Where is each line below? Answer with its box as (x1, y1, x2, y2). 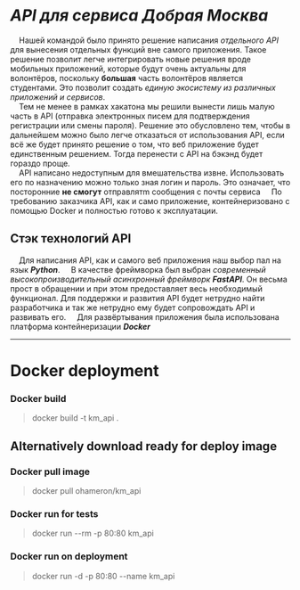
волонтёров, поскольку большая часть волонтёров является (10, 72, 244, 83)
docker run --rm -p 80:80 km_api (31, 528, 154, 539)
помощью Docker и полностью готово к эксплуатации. (10, 205, 219, 216)
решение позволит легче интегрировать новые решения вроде (10, 53, 252, 64)
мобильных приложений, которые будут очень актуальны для (10, 63, 247, 74)
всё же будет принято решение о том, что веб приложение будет (10, 139, 259, 150)
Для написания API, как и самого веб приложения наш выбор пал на (18, 255, 281, 266)
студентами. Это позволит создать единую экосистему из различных (10, 82, 277, 93)
